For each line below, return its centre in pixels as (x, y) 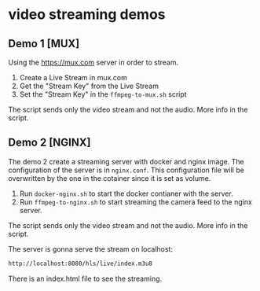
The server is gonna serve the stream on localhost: (90, 249)
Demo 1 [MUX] (44, 44)
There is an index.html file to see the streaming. (85, 278)
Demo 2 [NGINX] (49, 143)
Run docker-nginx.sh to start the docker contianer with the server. (126, 193)
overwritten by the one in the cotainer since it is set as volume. (110, 178)
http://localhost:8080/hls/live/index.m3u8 (81, 263)
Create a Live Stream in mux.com (73, 77)
